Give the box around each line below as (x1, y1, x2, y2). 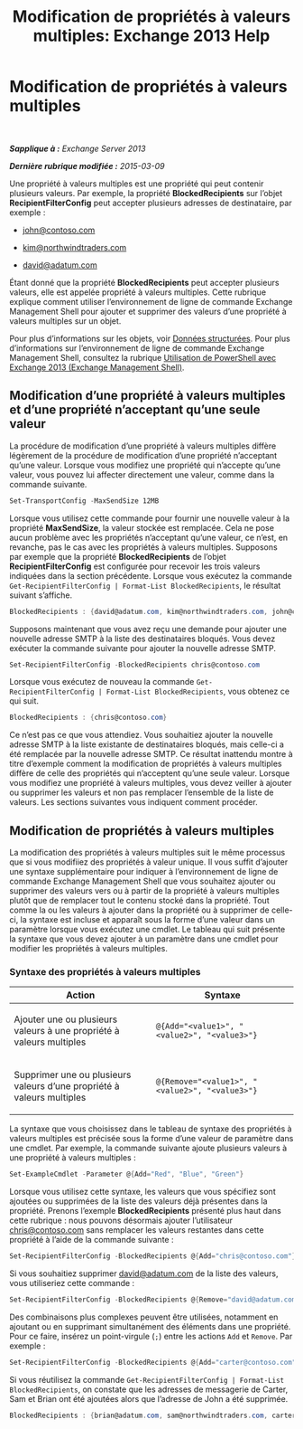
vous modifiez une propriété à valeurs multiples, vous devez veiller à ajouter (9, 778, 292, 789)
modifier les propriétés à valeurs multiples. (9, 943, 169, 954)
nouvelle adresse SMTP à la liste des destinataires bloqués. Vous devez (9, 633, 276, 644)
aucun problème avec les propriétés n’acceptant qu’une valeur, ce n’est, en (9, 532, 289, 543)
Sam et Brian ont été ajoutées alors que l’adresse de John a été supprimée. (9, 1393, 289, 1404)
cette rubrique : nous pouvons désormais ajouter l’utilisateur (9, 1215, 233, 1226)
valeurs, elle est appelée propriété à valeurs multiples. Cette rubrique (9, 287, 267, 298)
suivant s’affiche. (9, 590, 73, 601)
